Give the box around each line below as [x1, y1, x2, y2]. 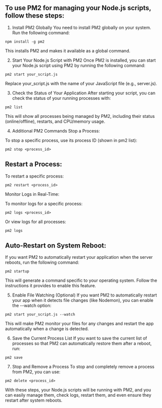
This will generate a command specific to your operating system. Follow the [5, 277, 158, 283]
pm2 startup [5, 269, 29, 274]
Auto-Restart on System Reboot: [5, 242, 106, 250]
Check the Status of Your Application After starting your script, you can [12, 90, 156, 96]
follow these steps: [5, 12, 64, 20]
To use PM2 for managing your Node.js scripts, [5, 4, 151, 12]
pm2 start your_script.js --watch [5, 312, 76, 317]
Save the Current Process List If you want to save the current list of [12, 335, 147, 341]
